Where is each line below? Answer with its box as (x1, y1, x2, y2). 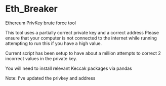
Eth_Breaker (5, 3, 58, 15)
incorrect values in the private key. (5, 55, 77, 61)
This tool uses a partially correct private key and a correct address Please (5, 29, 159, 35)
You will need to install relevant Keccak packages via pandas (5, 65, 133, 71)
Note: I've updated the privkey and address (5, 75, 96, 81)
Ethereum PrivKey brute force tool (5, 20, 76, 26)
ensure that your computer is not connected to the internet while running (5, 35, 157, 41)
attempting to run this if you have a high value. (5, 40, 102, 46)
